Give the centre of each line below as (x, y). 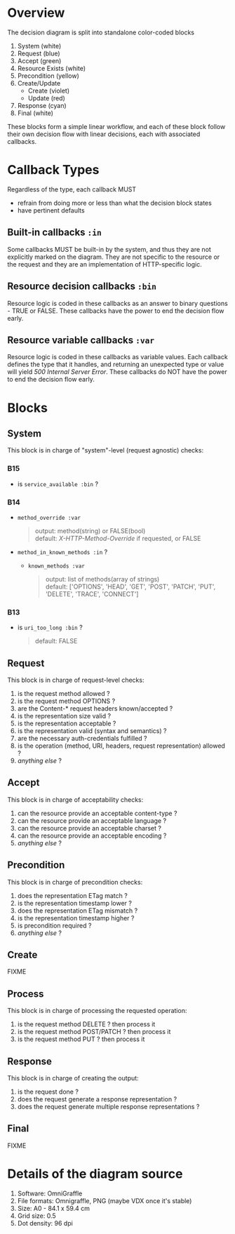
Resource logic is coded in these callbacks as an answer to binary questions (117, 303)
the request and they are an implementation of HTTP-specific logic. (105, 264)
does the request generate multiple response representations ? (108, 1107)
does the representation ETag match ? (72, 895)
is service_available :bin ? (58, 484)
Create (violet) (49, 90)
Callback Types (53, 170)
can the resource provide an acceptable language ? (92, 820)
